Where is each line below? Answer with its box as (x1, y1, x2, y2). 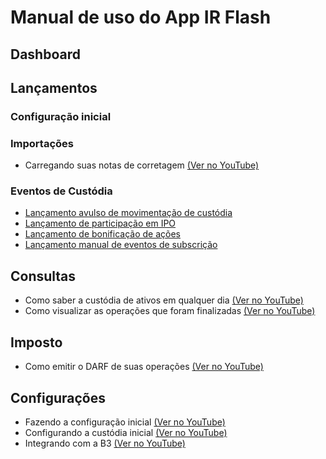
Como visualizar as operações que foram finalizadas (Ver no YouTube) (24, 305, 316, 317)
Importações (10, 136, 74, 150)
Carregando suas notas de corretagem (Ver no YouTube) (24, 159, 260, 171)
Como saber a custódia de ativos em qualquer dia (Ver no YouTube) (24, 294, 304, 306)
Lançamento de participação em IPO (24, 217, 177, 230)
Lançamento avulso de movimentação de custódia (24, 207, 233, 219)
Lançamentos (10, 79, 98, 96)
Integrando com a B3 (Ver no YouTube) (24, 437, 186, 449)
